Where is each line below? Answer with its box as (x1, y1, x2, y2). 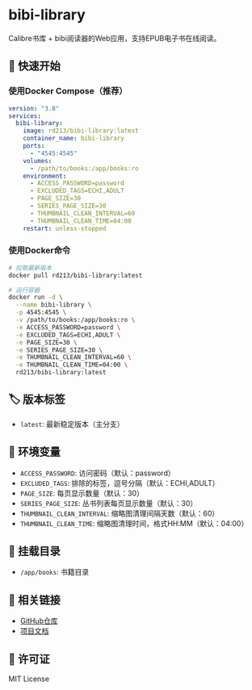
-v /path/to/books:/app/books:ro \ (15, 316, 136, 324)
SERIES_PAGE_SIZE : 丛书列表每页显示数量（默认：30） (19, 498, 198, 508)
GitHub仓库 (19, 616, 58, 626)
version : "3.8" (8, 104, 60, 112)
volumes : (23, 157, 52, 165)
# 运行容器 (8, 286, 40, 294)
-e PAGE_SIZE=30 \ (15, 338, 78, 346)
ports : (23, 142, 45, 150)
